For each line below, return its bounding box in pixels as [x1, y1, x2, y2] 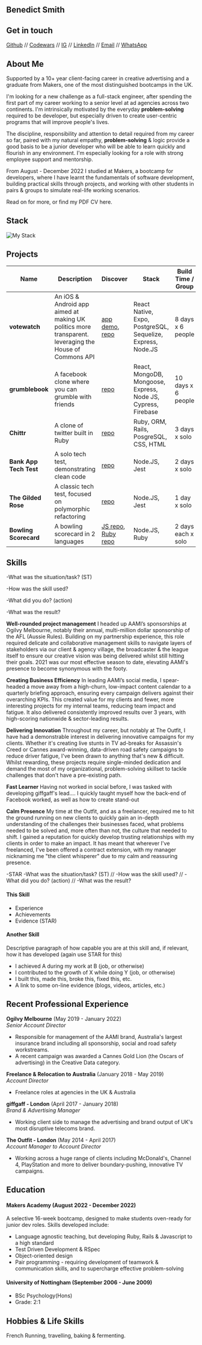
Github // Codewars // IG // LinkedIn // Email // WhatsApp [6, 42, 147, 49]
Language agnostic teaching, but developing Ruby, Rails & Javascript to [14, 1233, 192, 1240]
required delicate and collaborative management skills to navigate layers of [6, 639, 192, 647]
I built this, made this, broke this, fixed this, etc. [14, 975, 132, 982]
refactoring [54, 512, 86, 521]
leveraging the [54, 337, 95, 346]
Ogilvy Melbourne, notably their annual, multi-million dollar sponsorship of [6, 627, 191, 634]
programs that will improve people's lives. [6, 119, 109, 126]
